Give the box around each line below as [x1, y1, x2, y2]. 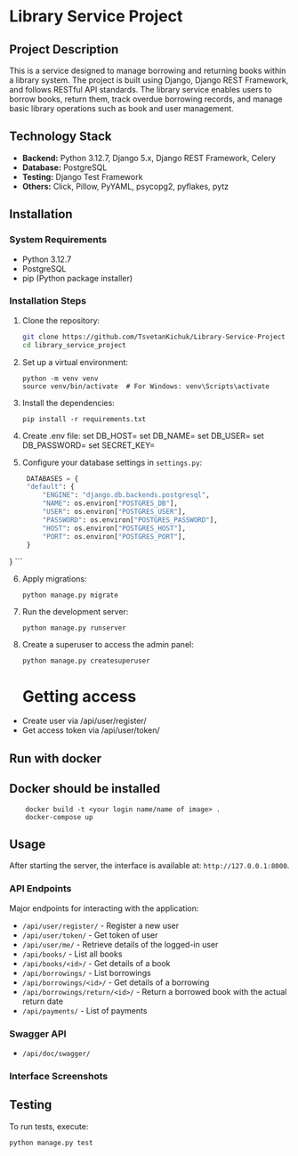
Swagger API [9, 1027, 67, 1039]
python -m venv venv [21, 374, 99, 383]
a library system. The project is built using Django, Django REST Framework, [9, 75, 289, 85]
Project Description [9, 42, 119, 57]
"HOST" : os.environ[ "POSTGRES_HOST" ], [42, 524, 187, 533]
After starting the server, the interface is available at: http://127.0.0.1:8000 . [9, 860, 290, 871]
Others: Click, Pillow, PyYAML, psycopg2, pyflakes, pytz [21, 181, 230, 191]
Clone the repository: [21, 314, 101, 326]
